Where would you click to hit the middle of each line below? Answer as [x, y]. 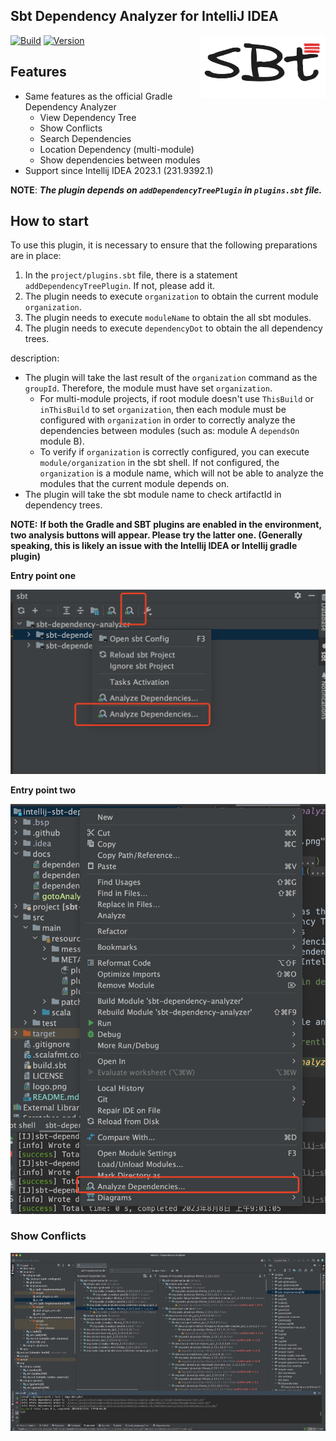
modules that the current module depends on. [134, 484]
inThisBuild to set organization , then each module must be [163, 410]
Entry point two [43, 790]
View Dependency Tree [88, 117]
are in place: [36, 256]
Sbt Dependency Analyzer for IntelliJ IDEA [144, 16]
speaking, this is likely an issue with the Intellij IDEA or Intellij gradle [154, 546]
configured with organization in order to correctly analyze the [167, 420]
